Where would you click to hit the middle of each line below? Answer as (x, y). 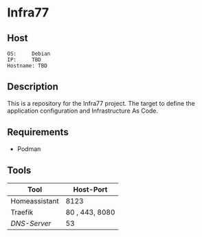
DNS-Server (31, 223)
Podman (29, 148)
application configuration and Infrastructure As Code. (83, 111)
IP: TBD (24, 60)
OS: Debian (29, 54)
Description (33, 87)
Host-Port (90, 190)
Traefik (22, 212)
